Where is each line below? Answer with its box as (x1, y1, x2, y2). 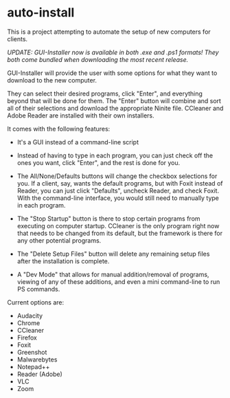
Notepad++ (16, 362, 50, 371)
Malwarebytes (16, 355, 58, 364)
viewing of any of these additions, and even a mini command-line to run (16, 277, 220, 286)
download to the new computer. (7, 76, 97, 84)
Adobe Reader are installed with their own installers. (7, 111, 154, 120)
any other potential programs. (16, 236, 102, 245)
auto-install (7, 5, 75, 21)
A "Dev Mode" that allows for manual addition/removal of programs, (16, 270, 209, 278)
